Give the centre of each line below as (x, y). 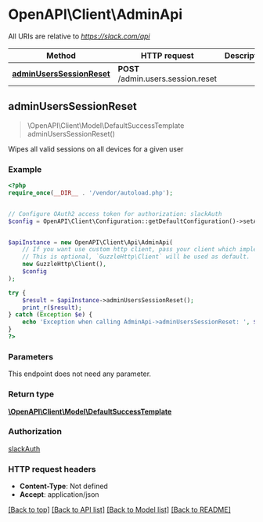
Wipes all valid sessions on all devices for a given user (96, 149)
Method (61, 55)
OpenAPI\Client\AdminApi (95, 15)
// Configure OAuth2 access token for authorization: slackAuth (115, 214)
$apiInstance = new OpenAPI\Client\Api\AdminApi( (91, 242)
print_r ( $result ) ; (52, 308)
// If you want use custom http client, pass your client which (129, 250)
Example (25, 169)
